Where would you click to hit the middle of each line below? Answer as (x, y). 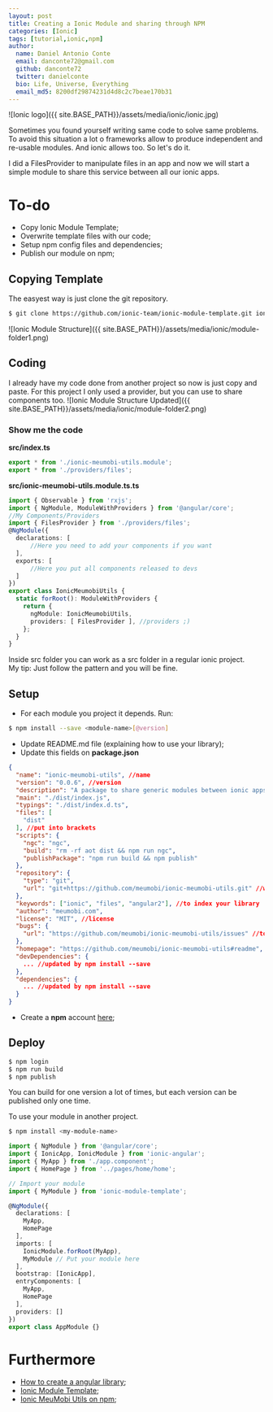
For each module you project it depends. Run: (96, 713)
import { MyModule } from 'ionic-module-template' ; (97, 1191)
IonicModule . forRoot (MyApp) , (72, 1251)
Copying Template (56, 279)
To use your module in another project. (74, 1117)
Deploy (27, 1043)
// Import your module (47, 1183)
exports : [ (34, 561)
